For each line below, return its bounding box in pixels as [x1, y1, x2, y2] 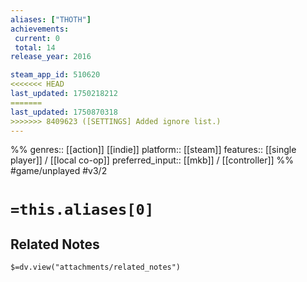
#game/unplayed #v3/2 [10, 165, 108, 177]
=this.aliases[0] [10, 200, 155, 219]
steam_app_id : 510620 [10, 70, 101, 80]
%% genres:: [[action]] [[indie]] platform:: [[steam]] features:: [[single [10, 144, 297, 156]
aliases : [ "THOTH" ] [10, 14, 92, 25]
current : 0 [14, 33, 60, 43]
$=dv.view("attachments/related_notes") [10, 262, 182, 273]
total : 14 [14, 42, 56, 53]
